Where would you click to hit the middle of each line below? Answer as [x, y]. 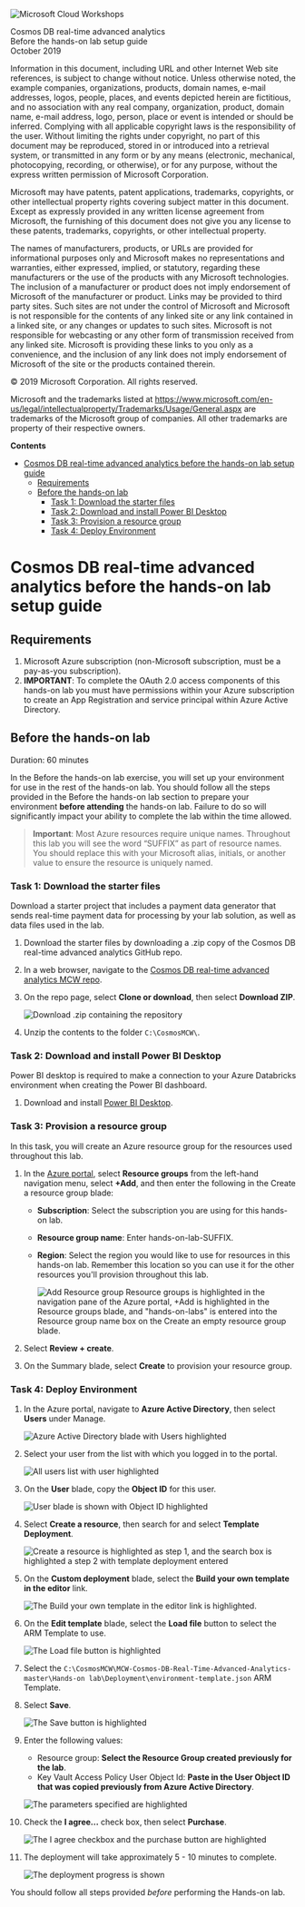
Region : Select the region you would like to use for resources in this [164, 1255]
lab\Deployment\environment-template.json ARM [180, 1678]
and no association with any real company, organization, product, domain [148, 107]
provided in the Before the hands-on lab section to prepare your [130, 796]
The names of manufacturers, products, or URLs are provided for [132, 248]
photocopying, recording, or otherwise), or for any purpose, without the [144, 165]
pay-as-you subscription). [72, 671]
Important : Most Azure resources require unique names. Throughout [162, 833]
